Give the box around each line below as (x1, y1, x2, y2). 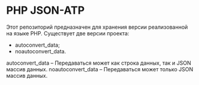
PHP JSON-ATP (6, 4, 85, 17)
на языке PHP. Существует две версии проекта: (6, 29, 129, 37)
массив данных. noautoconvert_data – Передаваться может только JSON (6, 65, 194, 72)
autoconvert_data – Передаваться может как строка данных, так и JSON (6, 59, 192, 66)
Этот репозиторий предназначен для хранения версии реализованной (6, 23, 188, 31)
